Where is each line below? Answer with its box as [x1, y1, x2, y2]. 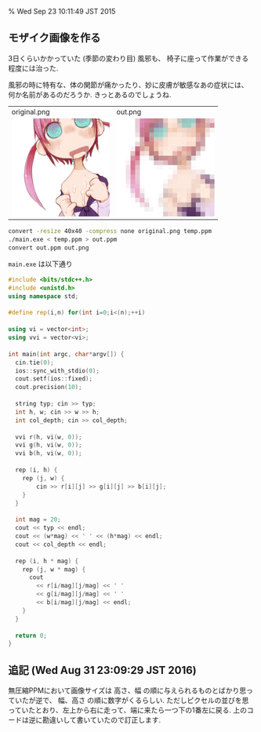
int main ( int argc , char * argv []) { [8, 350, 125, 358]
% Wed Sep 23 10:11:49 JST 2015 [8, 7, 116, 16]
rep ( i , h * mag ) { [15, 557, 79, 565]
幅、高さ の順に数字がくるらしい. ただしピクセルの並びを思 [57, 696, 249, 705]
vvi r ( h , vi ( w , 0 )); [15, 433, 82, 441]
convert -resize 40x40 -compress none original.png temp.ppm [8, 228, 212, 235]
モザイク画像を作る [8, 31, 101, 45]
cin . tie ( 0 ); [15, 359, 55, 366]
